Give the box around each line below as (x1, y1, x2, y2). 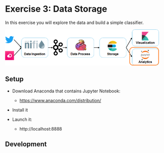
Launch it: (12, 116, 33, 122)
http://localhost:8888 (19, 126, 62, 131)
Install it (12, 107, 28, 113)
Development (5, 140, 47, 149)
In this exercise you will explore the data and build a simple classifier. (5, 20, 144, 25)
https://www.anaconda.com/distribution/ (19, 97, 102, 103)
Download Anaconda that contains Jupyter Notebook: (12, 88, 121, 94)
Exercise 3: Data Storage (5, 3, 107, 15)
